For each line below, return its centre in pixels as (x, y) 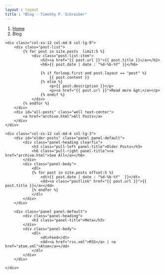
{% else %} (52, 82)
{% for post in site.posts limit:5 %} (64, 51)
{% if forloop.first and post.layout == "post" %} (94, 73)
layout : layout (22, 10)
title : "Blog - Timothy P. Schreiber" (46, 14)
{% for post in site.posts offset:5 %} (72, 173)
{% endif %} (53, 94)
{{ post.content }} (69, 77)
